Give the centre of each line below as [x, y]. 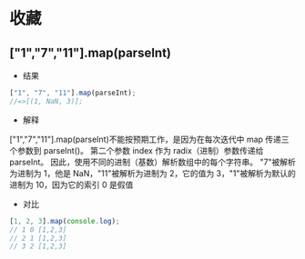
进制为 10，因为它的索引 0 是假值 [71, 184]
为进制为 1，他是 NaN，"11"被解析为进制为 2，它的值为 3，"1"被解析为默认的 [152, 173]
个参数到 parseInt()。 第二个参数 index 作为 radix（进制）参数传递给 [137, 150]
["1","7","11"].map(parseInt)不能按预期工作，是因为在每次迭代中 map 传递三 [149, 139]
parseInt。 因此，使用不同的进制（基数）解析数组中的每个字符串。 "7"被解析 [152, 162]
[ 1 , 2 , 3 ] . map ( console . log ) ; [65, 221]
